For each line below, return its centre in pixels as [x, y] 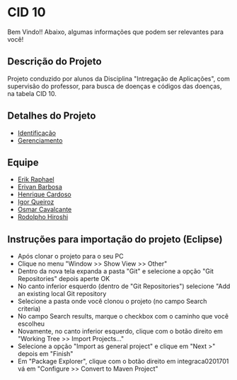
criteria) [29, 309]
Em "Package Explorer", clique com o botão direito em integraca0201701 [123, 362]
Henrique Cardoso [45, 194]
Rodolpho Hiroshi [43, 217]
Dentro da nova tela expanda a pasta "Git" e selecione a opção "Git [116, 271]
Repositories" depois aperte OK [64, 279]
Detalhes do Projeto [52, 116]
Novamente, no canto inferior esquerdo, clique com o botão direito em [120, 331]
